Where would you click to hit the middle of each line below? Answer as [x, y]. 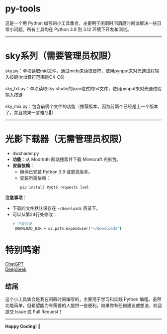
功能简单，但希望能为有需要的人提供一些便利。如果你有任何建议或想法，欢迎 [83, 306]
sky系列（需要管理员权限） [61, 56]
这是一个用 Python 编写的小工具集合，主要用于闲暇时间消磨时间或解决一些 [81, 23]
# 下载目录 [22, 224]
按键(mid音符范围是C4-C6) [37, 77]
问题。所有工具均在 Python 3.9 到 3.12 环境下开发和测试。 [73, 29]
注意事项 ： [16, 197]
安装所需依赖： [35, 178]
